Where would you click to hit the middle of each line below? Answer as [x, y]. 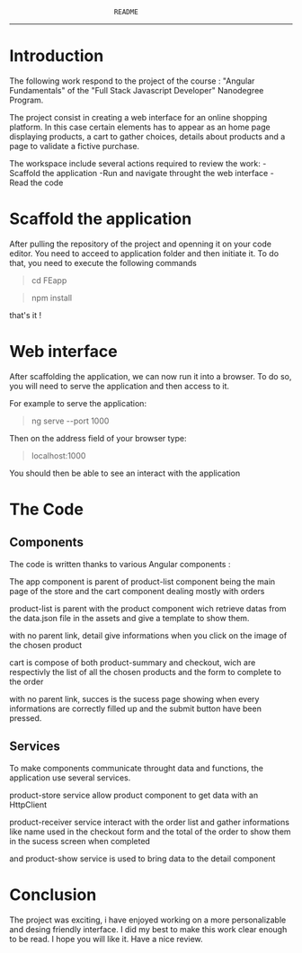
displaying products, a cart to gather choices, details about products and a [147, 136]
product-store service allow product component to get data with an [134, 795]
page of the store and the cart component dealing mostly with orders [137, 591]
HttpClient [28, 805]
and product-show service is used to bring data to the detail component [142, 859]
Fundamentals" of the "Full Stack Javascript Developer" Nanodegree [137, 90]
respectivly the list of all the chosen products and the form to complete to [145, 672]
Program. [27, 100]
